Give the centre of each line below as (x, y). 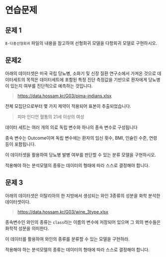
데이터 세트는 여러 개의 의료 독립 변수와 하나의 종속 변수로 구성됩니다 (71, 127)
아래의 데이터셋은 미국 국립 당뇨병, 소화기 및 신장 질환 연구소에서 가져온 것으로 (81, 73)
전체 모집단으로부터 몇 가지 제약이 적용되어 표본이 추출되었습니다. (68, 106)
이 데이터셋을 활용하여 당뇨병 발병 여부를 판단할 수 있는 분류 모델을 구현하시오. (81, 155)
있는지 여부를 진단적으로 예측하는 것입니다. (51, 86)
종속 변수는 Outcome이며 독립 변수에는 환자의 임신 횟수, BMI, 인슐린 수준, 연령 (81, 138)
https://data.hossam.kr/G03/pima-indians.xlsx (64, 96)
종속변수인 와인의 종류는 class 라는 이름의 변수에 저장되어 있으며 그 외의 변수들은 (83, 222)
